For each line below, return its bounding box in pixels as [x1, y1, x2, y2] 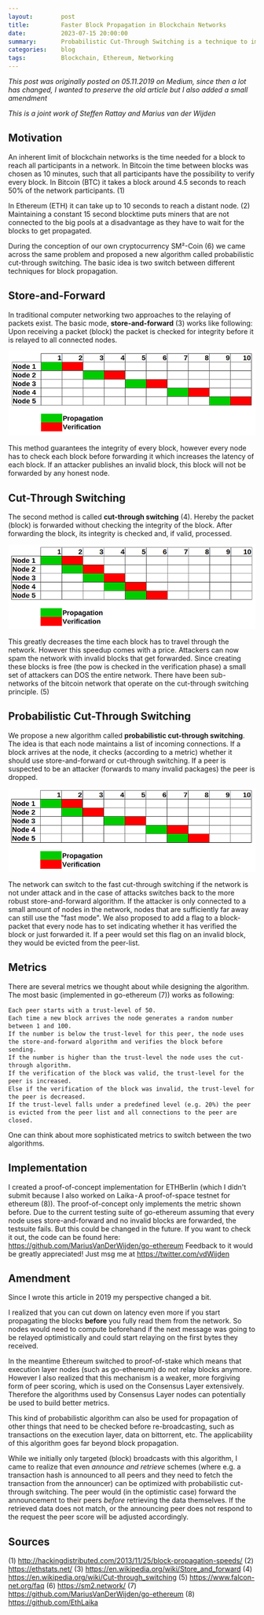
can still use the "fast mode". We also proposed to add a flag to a [8, 913, 218, 922]
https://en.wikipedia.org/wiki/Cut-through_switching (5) [8, 1573, 189, 1582]
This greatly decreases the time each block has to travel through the [8, 637, 229, 646]
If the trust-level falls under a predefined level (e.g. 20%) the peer [8, 1101, 251, 1109]
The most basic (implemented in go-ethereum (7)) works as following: [8, 990, 235, 999]
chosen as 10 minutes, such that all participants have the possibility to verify [8, 169, 255, 178]
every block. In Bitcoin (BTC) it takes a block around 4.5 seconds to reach [8, 177, 246, 186]
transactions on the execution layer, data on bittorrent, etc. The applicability [8, 1430, 253, 1440]
